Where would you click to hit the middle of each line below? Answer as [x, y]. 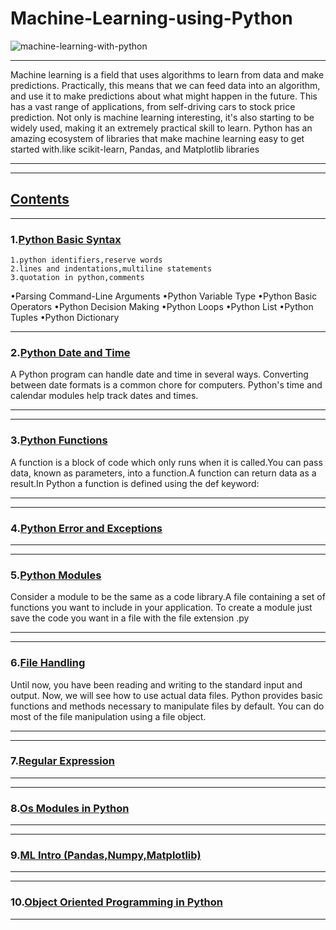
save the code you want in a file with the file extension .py [130, 618]
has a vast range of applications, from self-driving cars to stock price [153, 106]
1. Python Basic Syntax [66, 239]
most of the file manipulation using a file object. [108, 716]
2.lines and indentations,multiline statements [111, 269]
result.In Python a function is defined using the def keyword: [135, 483]
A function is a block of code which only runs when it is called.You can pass [166, 462]
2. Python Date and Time [70, 352]
